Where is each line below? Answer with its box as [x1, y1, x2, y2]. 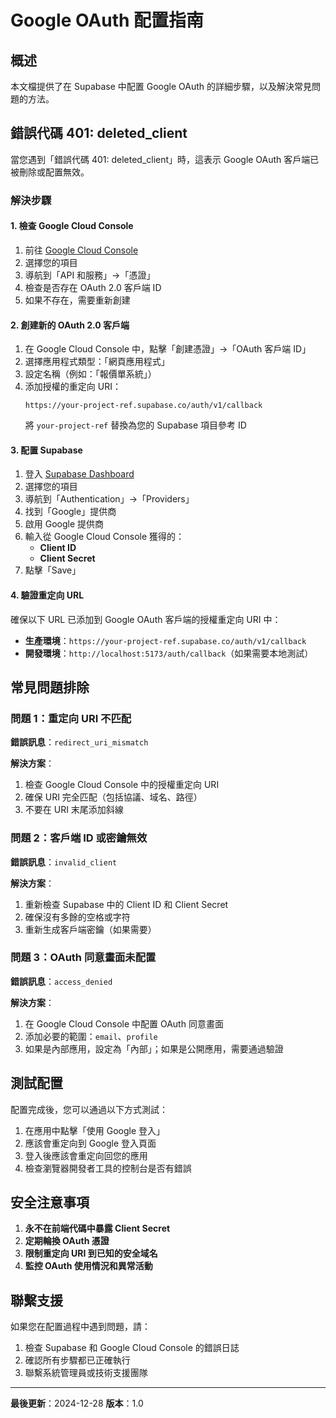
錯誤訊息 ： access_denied [10, 975, 113, 987]
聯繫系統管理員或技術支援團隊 [24, 1367, 148, 1379]
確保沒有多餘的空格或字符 [24, 911, 131, 923]
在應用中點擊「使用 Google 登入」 [24, 1124, 166, 1136]
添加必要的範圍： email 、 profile [24, 1030, 158, 1042]
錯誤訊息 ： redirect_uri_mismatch [10, 736, 149, 748]
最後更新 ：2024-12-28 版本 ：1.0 [10, 1397, 144, 1410]
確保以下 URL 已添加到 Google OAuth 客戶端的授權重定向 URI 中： [10, 613, 282, 625]
